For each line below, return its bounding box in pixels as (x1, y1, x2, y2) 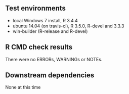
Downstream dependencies (5, 71, 95, 80)
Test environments (5, 4, 66, 13)
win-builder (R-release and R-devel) (12, 28, 88, 34)
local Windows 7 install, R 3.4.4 (12, 17, 78, 23)
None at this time (5, 84, 41, 90)
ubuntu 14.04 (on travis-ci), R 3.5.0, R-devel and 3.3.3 (12, 23, 124, 29)
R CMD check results (5, 43, 73, 52)
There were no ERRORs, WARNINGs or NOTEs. (5, 56, 103, 62)
